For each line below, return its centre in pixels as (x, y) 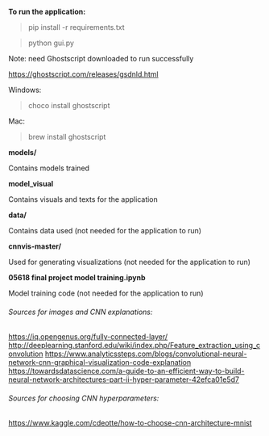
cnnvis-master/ (35, 246)
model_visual (31, 184)
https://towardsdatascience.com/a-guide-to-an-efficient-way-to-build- (126, 371)
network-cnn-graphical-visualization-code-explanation (100, 363)
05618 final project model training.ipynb (77, 277)
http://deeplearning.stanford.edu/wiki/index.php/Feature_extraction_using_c (134, 346)
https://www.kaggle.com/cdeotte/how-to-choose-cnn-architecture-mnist (130, 423)
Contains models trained (49, 168)
